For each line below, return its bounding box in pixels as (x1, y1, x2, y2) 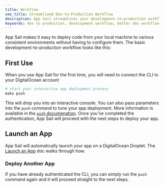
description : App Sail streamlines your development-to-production (5, 16, 146, 21)
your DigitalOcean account (5, 77, 59, 83)
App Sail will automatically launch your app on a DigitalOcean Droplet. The (5, 142, 156, 148)
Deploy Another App (5, 160, 55, 167)
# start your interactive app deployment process (5, 87, 109, 92)
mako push (5, 91, 26, 96)
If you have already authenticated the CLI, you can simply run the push (5, 171, 147, 177)
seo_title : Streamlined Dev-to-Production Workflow (5, 12, 113, 17)
